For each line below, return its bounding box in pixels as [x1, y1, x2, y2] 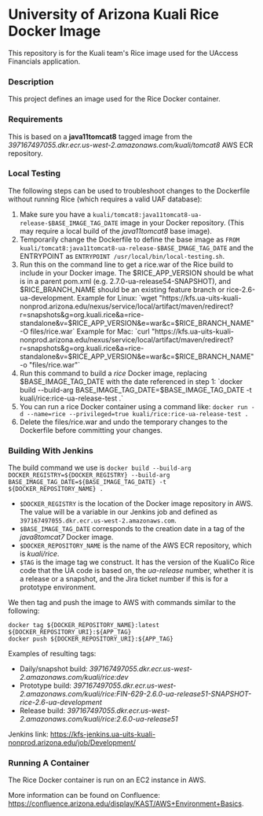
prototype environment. [19, 582, 97, 592]
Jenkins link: [8, 729, 49, 739]
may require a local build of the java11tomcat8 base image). [19, 226, 212, 235]
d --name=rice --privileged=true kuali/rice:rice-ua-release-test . [19, 410, 249, 418]
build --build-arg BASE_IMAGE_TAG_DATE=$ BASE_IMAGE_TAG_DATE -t [19, 385, 253, 394]
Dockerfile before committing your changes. [19, 425, 163, 434]
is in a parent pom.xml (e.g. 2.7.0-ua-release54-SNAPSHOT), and [19, 276, 232, 286]
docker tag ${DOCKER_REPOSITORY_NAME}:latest [8, 622, 159, 630]
